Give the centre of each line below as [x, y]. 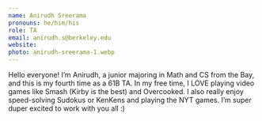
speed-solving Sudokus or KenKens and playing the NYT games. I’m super [130, 100]
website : [23, 45]
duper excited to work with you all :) [66, 108]
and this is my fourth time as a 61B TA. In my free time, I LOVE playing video [131, 83]
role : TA [23, 30]
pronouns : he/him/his [44, 23]
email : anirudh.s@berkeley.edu [60, 38]
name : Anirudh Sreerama [47, 15]
